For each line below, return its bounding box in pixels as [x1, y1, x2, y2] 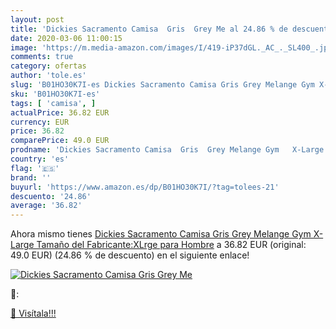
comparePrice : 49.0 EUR [10, 136, 110, 146]
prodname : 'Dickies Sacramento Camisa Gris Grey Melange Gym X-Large [10, 145, 325, 155]
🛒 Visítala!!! [10, 307, 57, 320]
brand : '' [10, 172, 52, 183]
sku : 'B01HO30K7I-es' [10, 89, 101, 99]
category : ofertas [10, 61, 87, 71]
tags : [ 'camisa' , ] [10, 98, 97, 108]
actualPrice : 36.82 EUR [10, 107, 110, 118]
